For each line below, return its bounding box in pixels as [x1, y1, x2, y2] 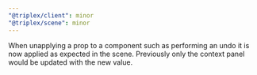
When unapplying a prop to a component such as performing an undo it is [8, 40, 250, 50]
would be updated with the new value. [8, 57, 133, 67]
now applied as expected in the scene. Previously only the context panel [8, 49, 245, 58]
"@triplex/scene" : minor [8, 19, 90, 27]
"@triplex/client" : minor [8, 11, 94, 20]
